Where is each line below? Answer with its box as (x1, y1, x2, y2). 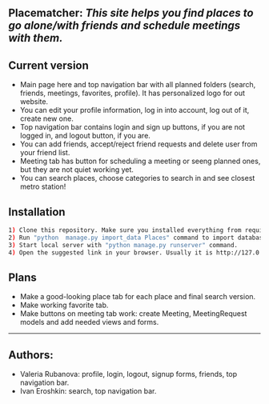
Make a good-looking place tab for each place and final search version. (19, 292, 256, 302)
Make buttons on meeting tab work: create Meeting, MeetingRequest (19, 309, 247, 318)
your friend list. (19, 148, 70, 158)
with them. (8, 31, 63, 45)
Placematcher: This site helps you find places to (8, 6, 254, 20)
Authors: (8, 348, 54, 362)
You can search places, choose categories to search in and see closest (19, 174, 255, 183)
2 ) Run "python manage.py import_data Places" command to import (8, 234, 235, 242)
